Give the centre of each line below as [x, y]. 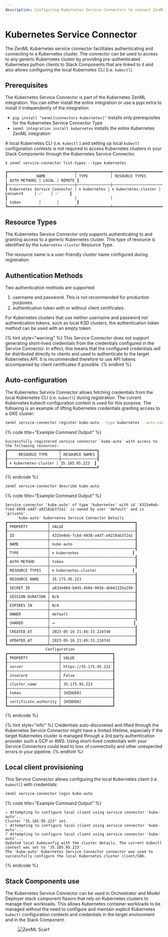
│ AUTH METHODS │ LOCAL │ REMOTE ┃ [42, 180]
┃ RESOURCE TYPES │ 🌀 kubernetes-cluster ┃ [70, 570]
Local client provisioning [44, 767]
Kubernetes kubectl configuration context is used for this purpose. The [78, 402]
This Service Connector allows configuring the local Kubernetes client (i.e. [82, 779]
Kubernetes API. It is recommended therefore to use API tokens [70, 359]
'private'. [16, 513]
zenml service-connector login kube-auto [49, 794]
